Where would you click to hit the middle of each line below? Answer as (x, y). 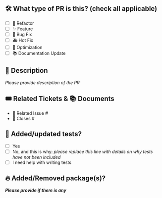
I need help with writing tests (42, 162)
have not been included (36, 157)
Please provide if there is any (36, 190)
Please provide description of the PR (43, 82)
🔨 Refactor (23, 23)
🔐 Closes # (23, 118)
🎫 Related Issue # (30, 113)
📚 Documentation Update (39, 53)
